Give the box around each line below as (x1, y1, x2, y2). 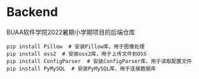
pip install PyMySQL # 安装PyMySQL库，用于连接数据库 (6, 65, 156, 72)
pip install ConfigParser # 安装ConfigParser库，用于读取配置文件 (6, 58, 193, 64)
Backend (6, 4, 58, 20)
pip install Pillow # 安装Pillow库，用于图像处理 (6, 43, 145, 50)
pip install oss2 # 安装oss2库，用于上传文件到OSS (6, 50, 147, 58)
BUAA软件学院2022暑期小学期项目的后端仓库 (6, 28, 135, 36)
